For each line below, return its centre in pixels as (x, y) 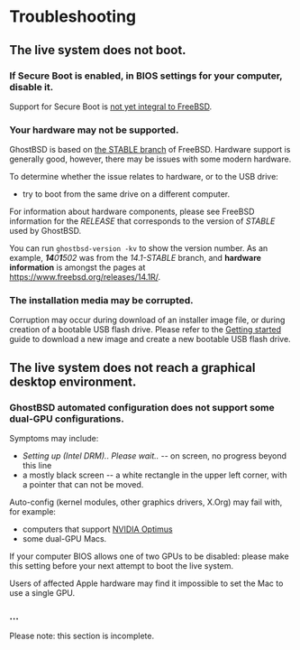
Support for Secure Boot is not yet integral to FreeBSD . (111, 107)
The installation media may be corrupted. (101, 301)
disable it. (32, 87)
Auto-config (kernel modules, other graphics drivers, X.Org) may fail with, (146, 502)
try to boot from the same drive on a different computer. (126, 194)
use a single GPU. (42, 593)
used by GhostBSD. (45, 231)
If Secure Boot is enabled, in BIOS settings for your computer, (146, 76)
